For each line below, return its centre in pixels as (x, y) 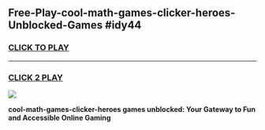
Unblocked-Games (56, 26)
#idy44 (123, 26)
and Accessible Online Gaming (60, 117)
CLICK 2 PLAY (35, 77)
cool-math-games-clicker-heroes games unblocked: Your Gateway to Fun (132, 109)
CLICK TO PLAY (39, 48)
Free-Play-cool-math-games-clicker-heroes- (122, 13)
